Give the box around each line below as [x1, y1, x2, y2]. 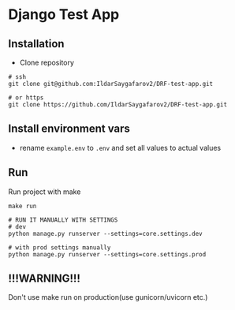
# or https [8, 94, 44, 102]
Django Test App [8, 6, 120, 24]
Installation [8, 37, 65, 50]
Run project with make [8, 187, 81, 196]
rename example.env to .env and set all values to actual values [19, 143, 222, 152]
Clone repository [19, 58, 75, 67]
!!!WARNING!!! [8, 272, 80, 286]
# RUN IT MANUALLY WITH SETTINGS [8, 215, 118, 224]
